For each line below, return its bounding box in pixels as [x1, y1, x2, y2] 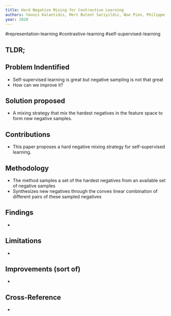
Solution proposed [5, 96, 65, 105]
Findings [5, 208, 34, 217]
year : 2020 [5, 17, 28, 22]
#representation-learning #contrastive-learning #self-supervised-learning [5, 31, 161, 37]
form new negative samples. [12, 116, 72, 122]
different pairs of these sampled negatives [12, 194, 102, 200]
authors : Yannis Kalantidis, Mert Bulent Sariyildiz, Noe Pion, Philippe [5, 12, 165, 17]
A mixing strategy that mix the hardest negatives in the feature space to [12, 110, 163, 116]
